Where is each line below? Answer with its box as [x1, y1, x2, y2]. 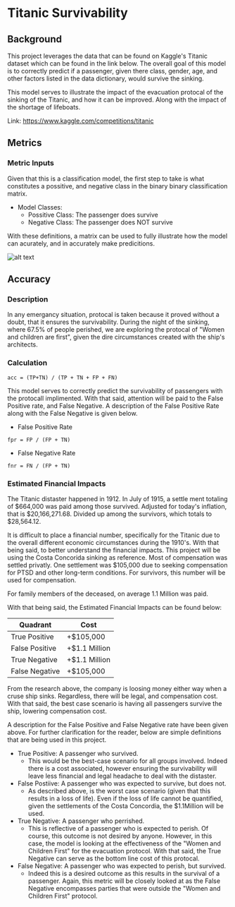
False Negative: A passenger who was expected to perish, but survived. [17, 861, 227, 870]
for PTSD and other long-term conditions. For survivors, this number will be [7, 568, 226, 577]
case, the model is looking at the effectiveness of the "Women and [27, 839, 222, 848]
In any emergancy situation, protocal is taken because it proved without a [7, 311, 220, 319]
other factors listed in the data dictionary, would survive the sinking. [7, 74, 204, 83]
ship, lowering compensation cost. [7, 707, 107, 715]
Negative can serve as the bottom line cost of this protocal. [27, 854, 200, 863]
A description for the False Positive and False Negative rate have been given [7, 720, 229, 728]
